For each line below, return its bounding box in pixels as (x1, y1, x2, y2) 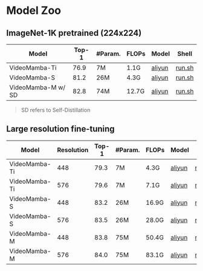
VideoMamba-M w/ (9, 83, 66, 92)
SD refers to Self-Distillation (21, 107, 91, 113)
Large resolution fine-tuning (6, 124, 115, 134)
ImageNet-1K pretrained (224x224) (6, 28, 142, 38)
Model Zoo (6, 4, 62, 18)
